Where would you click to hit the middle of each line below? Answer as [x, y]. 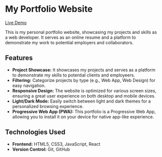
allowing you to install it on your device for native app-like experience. [83, 117]
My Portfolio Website [49, 9]
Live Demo [16, 23]
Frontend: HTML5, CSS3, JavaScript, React [56, 144]
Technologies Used [35, 132]
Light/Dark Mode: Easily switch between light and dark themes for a [81, 101]
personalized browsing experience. [48, 106]
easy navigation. [29, 85]
